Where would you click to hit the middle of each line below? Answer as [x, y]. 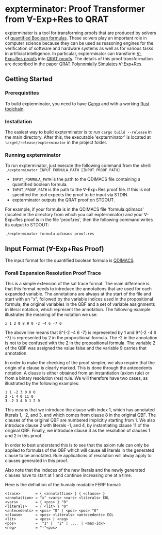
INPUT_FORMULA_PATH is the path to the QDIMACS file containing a [76, 179]
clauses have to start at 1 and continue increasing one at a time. [69, 475]
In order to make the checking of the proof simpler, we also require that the [80, 363]
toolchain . [15, 109]
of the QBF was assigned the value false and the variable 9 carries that [76, 348]
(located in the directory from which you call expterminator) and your [74, 215]
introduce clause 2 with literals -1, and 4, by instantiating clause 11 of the [77, 425]
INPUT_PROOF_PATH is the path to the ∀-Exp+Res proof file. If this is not [81, 190]
